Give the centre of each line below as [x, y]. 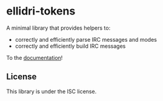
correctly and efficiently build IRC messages [70, 46]
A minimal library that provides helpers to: [58, 28]
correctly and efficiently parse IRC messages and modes [86, 39]
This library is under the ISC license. [52, 91]
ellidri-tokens [41, 11]
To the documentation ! [35, 57]
